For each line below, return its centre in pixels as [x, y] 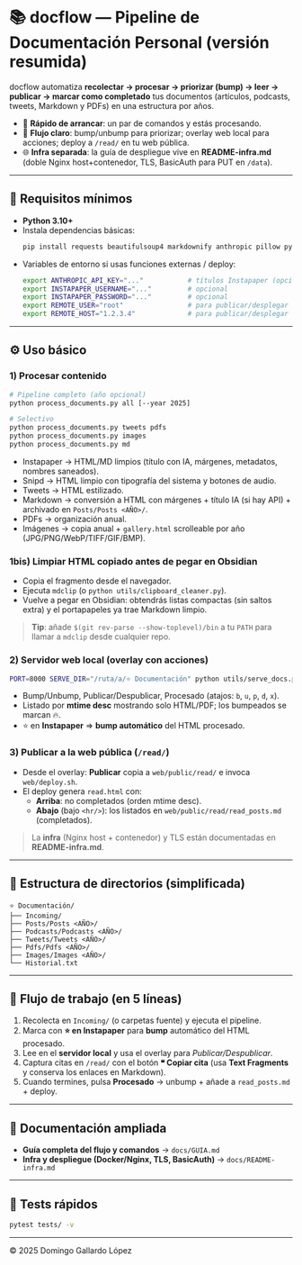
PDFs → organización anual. [75, 519]
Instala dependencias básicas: [79, 230]
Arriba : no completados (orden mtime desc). [119, 800]
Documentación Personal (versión [139, 43]
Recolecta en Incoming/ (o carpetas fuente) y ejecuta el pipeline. [142, 1021]
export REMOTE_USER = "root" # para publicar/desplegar [155, 306]
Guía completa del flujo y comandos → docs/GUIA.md [121, 1150]
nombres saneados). [61, 471]
